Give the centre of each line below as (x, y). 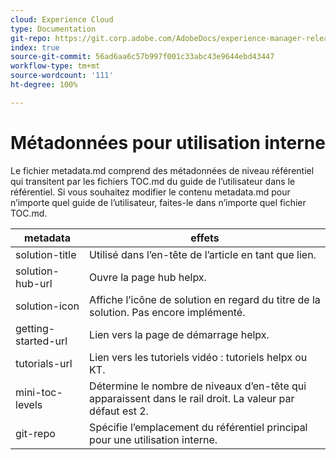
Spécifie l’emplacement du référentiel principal (198, 427)
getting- (35, 328)
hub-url (34, 283)
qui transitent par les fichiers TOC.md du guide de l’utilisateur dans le (153, 181)
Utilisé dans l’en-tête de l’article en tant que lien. (203, 254)
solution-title (46, 254)
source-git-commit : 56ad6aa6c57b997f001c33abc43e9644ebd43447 (142, 57)
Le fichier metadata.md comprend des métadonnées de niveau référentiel (162, 170)
